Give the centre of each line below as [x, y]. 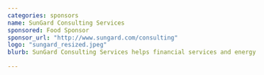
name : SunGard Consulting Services [66, 23]
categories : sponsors [43, 15]
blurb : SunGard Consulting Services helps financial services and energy [132, 52]
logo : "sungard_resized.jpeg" [57, 45]
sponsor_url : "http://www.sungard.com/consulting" [93, 37]
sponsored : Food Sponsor [48, 30]
